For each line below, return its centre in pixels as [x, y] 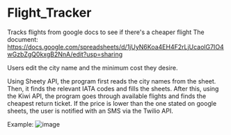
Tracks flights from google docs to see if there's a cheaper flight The [106, 32]
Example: [21, 124]
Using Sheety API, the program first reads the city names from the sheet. [112, 81]
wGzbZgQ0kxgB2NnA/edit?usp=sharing [65, 54]
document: [23, 39]
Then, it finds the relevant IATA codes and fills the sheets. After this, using [113, 88]
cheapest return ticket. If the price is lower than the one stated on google [112, 103]
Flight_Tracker [49, 13]
